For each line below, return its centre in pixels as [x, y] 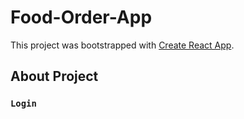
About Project [54, 76]
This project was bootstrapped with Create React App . [122, 45]
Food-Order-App [81, 17]
